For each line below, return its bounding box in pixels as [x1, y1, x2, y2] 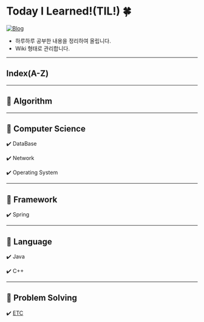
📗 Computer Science [6, 123, 86, 134]
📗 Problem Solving [6, 293, 78, 303]
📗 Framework [6, 194, 58, 204]
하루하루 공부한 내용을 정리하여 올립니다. [15, 37, 111, 44]
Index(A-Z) [6, 69, 49, 79]
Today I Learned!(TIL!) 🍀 [6, 4, 132, 18]
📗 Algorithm [6, 96, 53, 107]
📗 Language [6, 236, 53, 247]
